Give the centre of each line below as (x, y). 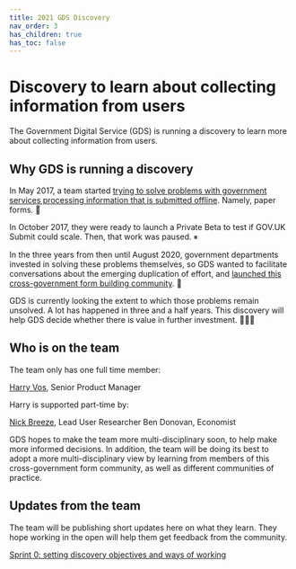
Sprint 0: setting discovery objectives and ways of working (118, 555)
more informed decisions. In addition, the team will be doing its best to (139, 449)
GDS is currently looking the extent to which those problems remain (134, 301)
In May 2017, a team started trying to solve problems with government (138, 191)
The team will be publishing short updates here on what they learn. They (144, 528)
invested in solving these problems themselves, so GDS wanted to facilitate (148, 264)
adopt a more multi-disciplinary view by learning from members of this (139, 458)
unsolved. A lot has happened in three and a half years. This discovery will (147, 310)
